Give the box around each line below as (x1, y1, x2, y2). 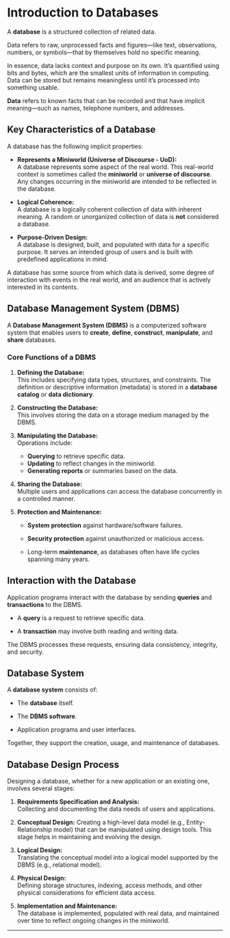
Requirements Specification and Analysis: (16, 798, 140, 806)
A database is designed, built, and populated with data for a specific (16, 240, 210, 249)
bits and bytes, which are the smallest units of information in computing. (7, 69, 211, 77)
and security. (7, 648, 44, 656)
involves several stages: (7, 784, 75, 792)
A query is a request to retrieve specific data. (16, 613, 146, 622)
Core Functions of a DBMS (7, 352, 97, 362)
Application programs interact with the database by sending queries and (7, 593, 212, 602)
